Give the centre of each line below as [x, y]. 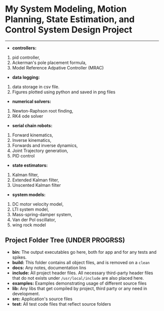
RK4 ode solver [28, 116]
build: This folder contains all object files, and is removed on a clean [81, 262]
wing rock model [29, 225]
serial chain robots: [32, 125]
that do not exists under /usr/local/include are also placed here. [78, 278]
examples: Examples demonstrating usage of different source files [79, 283]
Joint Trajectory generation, [40, 151]
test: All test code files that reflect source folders [61, 304]
